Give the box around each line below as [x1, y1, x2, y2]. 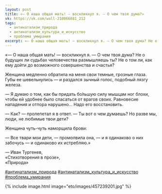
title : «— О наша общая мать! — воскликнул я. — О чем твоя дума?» [5, 12, 145, 16]
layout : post [5, 7, 32, 12]
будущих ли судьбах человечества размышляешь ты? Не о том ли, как [5, 57, 152, 63]
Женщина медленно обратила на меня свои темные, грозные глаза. [5, 71, 147, 77]
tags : [5, 20, 16, 26]
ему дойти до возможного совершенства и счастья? [5, 62, 115, 68]
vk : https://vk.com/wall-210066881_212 [5, 16, 86, 21]
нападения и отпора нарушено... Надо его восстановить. [5, 101, 124, 107]
